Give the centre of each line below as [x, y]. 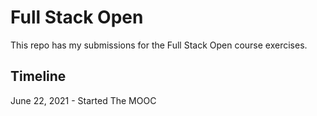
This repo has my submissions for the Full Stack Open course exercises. [159, 45]
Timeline [38, 76]
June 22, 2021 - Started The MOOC [83, 100]
